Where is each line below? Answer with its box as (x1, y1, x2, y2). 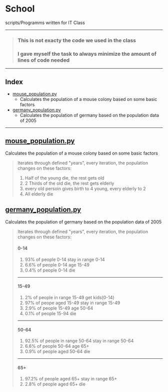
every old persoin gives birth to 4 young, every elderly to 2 (24, 185, 146, 191)
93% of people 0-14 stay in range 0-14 (24, 256, 105, 263)
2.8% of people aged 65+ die (24, 381, 86, 387)
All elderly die (24, 191, 53, 197)
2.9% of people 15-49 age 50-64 (24, 305, 93, 311)
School (5, 3, 35, 15)
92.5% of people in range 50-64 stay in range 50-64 (24, 338, 134, 344)
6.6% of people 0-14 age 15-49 (24, 262, 90, 268)
